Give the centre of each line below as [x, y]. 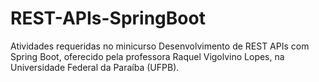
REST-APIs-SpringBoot [108, 18]
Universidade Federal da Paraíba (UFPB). [95, 67]
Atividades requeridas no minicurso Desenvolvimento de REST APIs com [160, 46]
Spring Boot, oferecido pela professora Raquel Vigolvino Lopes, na [147, 56]
